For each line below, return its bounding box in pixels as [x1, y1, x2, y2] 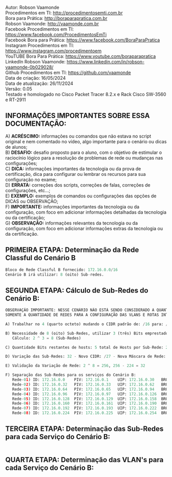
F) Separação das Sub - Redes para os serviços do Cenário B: [5, 373, 137, 378]
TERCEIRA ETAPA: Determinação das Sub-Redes [5, 424, 164, 434]
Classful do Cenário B [5, 254, 76, 262]
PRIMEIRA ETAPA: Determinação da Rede [5, 245, 139, 255]
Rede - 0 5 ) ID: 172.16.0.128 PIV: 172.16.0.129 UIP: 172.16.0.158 [12, 396, 157, 401]
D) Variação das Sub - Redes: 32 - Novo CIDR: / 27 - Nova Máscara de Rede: [5, 354, 166, 359]
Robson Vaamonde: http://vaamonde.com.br [5, 20, 99, 27]
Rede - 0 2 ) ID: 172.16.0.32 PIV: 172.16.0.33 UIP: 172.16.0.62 [12, 382, 155, 387]
